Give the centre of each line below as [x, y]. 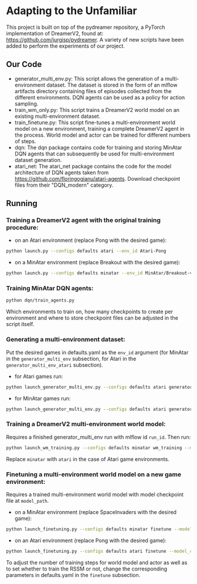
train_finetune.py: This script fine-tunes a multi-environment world [95, 122]
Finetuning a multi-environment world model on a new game [94, 474]
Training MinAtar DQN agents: [50, 288]
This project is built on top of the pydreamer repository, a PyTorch [86, 27]
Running [22, 203]
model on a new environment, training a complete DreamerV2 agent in [99, 128]
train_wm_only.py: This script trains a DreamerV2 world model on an [97, 109]
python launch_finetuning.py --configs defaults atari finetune [86, 551]
